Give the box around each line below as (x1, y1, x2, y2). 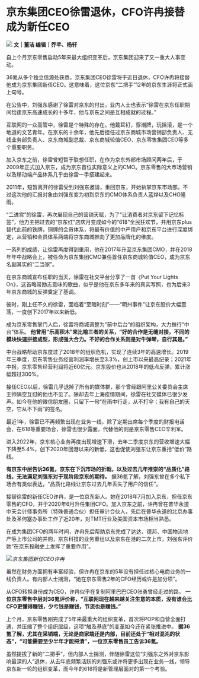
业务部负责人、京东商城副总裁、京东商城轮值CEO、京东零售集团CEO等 (11, 136, 184, 143)
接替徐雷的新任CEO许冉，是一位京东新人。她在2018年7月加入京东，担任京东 (6, 493, 192, 500)
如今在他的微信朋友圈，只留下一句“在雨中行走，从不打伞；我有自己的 (16, 398, 185, 405)
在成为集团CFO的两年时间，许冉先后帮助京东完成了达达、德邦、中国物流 (6, 528, 184, 535)
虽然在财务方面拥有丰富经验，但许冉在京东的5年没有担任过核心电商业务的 (6, 568, 186, 575)
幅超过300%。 (6, 370, 43, 378)
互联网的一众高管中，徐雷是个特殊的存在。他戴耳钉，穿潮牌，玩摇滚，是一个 (6, 121, 193, 128)
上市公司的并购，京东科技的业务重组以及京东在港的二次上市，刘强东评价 (16, 535, 193, 542)
